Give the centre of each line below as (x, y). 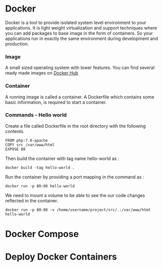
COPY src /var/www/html (30, 145)
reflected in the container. (32, 200)
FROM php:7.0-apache (27, 140)
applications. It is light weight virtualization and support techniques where (81, 27)
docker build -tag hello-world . (40, 167)
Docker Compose (42, 234)
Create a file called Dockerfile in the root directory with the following (75, 126)
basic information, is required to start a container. (56, 102)
